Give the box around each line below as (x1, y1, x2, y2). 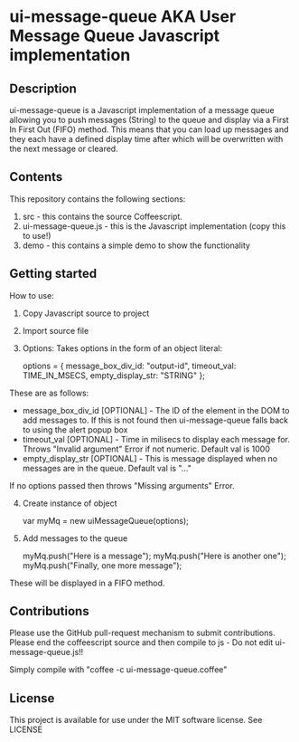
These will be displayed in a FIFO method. (9, 577, 165, 588)
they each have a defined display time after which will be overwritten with (9, 134, 284, 144)
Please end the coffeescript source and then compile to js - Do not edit (9, 637, 274, 648)
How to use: (9, 290, 54, 300)
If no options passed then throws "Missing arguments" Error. (9, 480, 235, 490)
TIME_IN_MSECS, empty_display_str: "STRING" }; (22, 369, 206, 381)
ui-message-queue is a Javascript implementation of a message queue (9, 105, 275, 115)
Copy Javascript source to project (22, 308, 150, 319)
